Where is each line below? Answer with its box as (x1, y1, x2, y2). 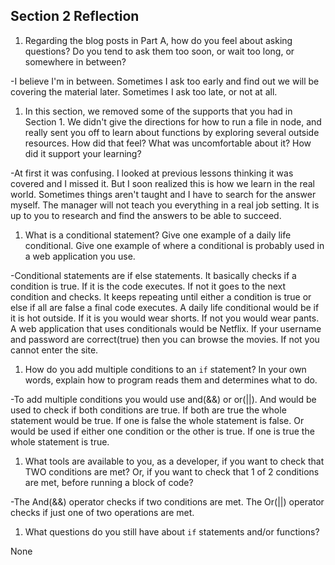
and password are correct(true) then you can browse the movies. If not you (10, 333, 320, 345)
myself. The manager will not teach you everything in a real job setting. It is (10, 199, 320, 211)
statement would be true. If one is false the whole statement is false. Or (10, 414, 305, 426)
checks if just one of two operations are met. (10, 506, 195, 518)
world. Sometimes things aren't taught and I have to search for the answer (10, 188, 317, 200)
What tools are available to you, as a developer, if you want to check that (24, 455, 325, 467)
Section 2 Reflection (10, 8, 140, 25)
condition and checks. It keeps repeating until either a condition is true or (10, 290, 312, 303)
